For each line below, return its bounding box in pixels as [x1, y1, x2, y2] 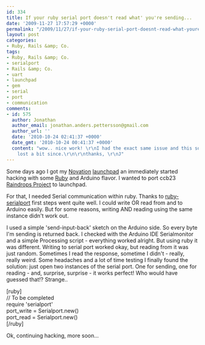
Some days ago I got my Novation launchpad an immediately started [6, 167, 178, 175]
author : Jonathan [12, 117, 56, 123]
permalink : [6, 26, 34, 32]
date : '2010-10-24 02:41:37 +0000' [12, 134, 103, 140]
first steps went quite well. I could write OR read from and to [31, 199, 183, 206]
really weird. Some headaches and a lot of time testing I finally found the [6, 256, 189, 263]
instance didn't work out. [6, 212, 69, 219]
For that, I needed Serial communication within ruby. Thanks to [6, 192, 164, 200]
